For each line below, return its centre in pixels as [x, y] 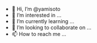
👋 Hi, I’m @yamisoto [36, 9]
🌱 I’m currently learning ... [43, 21]
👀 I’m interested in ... [36, 15]
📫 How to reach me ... [39, 34]
